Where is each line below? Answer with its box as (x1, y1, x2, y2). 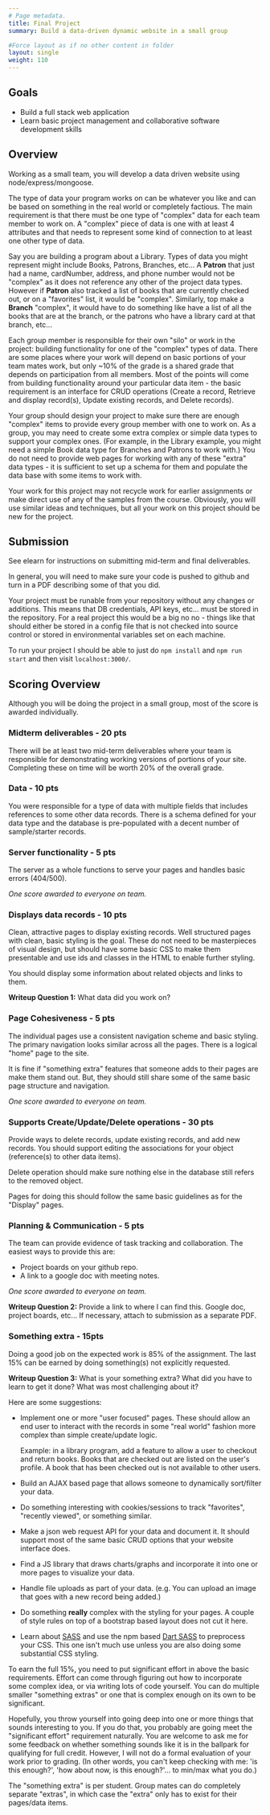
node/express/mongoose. (8, 178, 94, 187)
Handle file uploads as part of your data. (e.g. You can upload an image (19, 1583, 257, 1592)
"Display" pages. (8, 1200, 64, 1210)
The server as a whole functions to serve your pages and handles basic (8, 865, 246, 875)
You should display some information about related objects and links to (8, 969, 243, 978)
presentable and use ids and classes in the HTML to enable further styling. (8, 953, 256, 963)
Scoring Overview (8, 677, 100, 691)
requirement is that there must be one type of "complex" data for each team (8, 210, 260, 219)
